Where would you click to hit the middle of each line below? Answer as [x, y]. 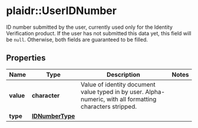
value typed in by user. [112, 92]
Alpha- [155, 92]
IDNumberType [53, 116]
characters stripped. [109, 106]
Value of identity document [118, 85]
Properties [26, 58]
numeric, [93, 99]
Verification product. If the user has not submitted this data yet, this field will [99, 33]
